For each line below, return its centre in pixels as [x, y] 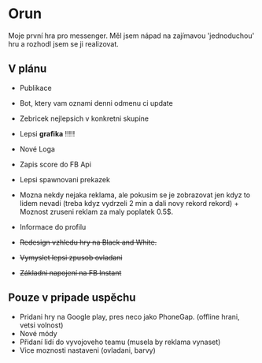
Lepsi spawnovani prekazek [65, 179]
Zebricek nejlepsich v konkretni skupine [84, 118]
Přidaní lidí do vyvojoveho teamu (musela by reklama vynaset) [120, 342]
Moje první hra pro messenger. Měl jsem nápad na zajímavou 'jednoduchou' [131, 36]
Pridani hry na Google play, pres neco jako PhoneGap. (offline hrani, [129, 316]
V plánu [28, 69]
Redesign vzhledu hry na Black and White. [88, 242]
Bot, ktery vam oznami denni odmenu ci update [96, 103]
